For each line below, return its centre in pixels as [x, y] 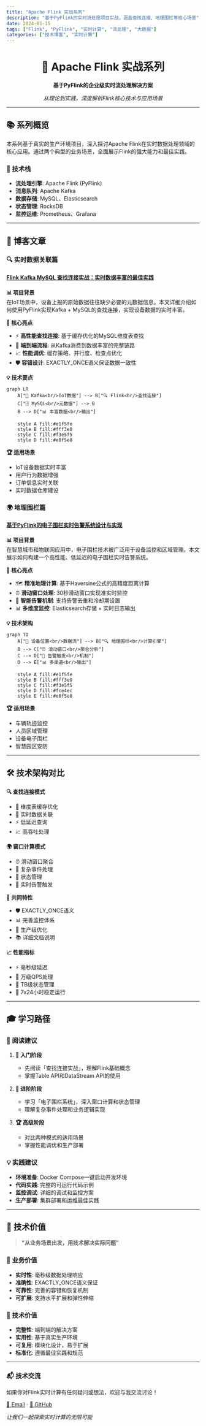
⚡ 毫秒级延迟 [31, 967]
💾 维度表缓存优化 [36, 806]
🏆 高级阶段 [30, 1123]
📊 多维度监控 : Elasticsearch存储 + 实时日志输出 [75, 608]
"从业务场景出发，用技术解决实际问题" [70, 1243]
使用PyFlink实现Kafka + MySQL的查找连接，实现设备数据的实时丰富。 [100, 310]
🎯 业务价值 [22, 1260]
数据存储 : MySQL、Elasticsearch [56, 199]
